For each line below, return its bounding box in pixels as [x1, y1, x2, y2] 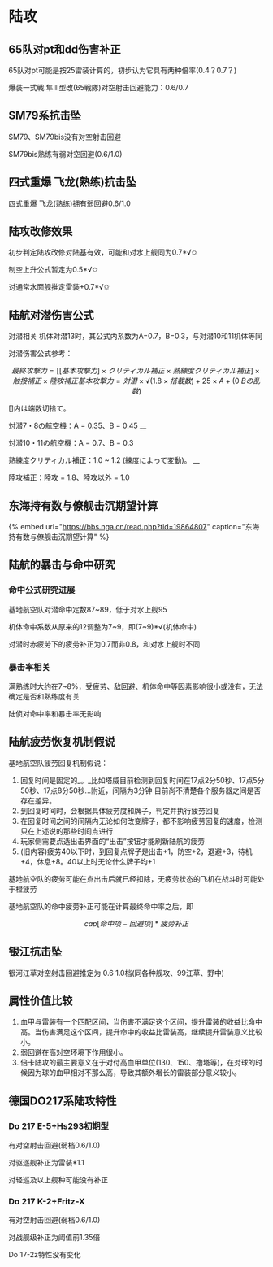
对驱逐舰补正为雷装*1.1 [8, 1158, 85, 1168]
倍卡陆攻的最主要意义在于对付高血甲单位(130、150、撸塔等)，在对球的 [19, 1058, 256, 1068]
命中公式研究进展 [8, 585, 76, 596]
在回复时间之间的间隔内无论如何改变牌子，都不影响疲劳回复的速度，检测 [19, 816, 262, 825]
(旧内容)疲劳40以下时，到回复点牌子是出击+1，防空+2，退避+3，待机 [19, 847, 253, 856]
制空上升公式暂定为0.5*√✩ [8, 265, 99, 275]
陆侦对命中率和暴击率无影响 [8, 709, 102, 719]
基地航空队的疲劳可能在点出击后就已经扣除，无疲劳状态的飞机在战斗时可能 [8, 873, 258, 883]
